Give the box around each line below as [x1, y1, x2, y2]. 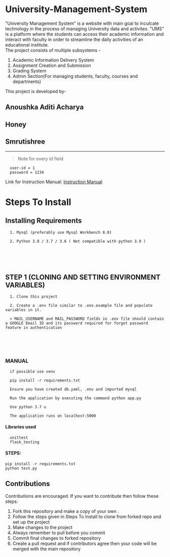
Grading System [12, 67, 47, 74]
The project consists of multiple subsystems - [5, 47, 101, 53]
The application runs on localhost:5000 [10, 413, 96, 418]
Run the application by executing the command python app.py [10, 396, 142, 401]
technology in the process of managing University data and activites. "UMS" [5, 25, 164, 31]
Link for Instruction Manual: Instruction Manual [5, 179, 103, 185]
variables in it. [5, 308, 42, 313]
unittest [10, 435, 28, 440]
